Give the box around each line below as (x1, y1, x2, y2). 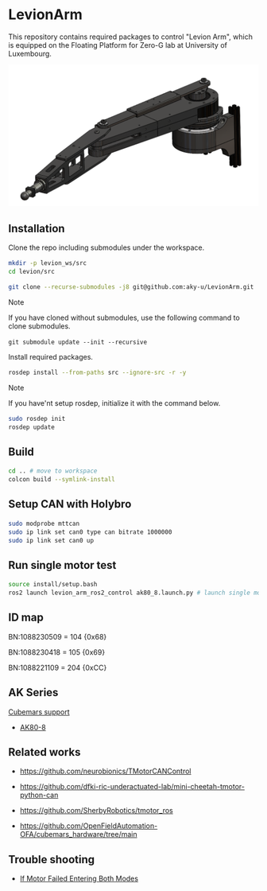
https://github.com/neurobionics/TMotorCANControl (19, 766, 192, 776)
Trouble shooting (8, 853, 95, 866)
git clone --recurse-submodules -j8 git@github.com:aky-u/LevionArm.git (8, 282, 254, 291)
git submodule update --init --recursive (8, 338, 148, 346)
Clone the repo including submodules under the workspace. (8, 243, 205, 252)
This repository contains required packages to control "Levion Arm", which (8, 32, 253, 41)
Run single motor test (8, 558, 117, 572)
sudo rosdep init (8, 414, 66, 422)
